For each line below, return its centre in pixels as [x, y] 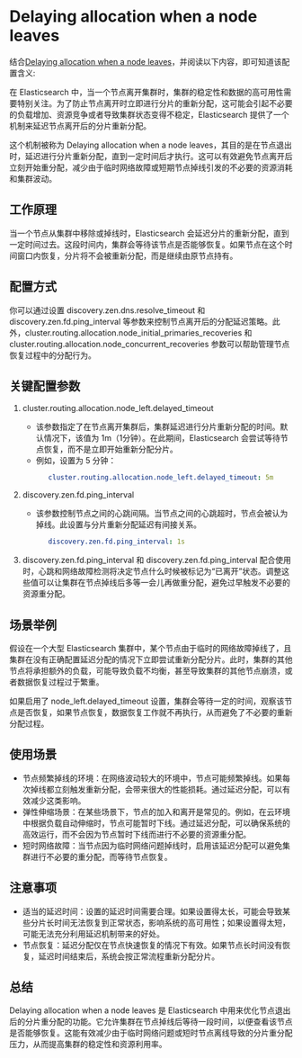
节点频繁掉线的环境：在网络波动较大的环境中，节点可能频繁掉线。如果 [152, 778]
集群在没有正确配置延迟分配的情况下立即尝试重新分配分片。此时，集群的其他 [151, 659]
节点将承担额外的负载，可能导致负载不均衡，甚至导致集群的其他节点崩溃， [147, 670]
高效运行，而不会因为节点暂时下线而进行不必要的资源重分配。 [137, 834]
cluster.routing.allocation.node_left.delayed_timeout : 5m [161, 478]
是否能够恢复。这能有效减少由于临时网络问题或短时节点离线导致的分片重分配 [151, 1033]
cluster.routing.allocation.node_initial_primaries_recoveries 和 [138, 332]
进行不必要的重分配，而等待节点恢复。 [101, 856]
